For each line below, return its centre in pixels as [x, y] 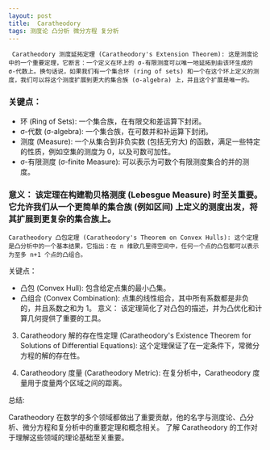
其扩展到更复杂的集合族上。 [62, 219]
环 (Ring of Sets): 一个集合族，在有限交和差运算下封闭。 [113, 121]
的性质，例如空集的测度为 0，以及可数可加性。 [98, 151]
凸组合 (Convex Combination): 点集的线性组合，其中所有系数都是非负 [135, 298]
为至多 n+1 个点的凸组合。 [48, 254]
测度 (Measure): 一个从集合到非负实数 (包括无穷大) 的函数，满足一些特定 [140, 141]
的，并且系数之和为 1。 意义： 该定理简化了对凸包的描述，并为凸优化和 [137, 308]
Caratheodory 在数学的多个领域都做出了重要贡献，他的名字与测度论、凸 [128, 417]
